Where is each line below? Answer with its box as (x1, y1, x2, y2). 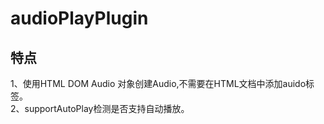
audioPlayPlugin (10, 7, 149, 30)
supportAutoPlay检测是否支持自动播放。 (24, 103, 190, 114)
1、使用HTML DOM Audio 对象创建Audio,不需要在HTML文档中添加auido (10, 78, 307, 89)
